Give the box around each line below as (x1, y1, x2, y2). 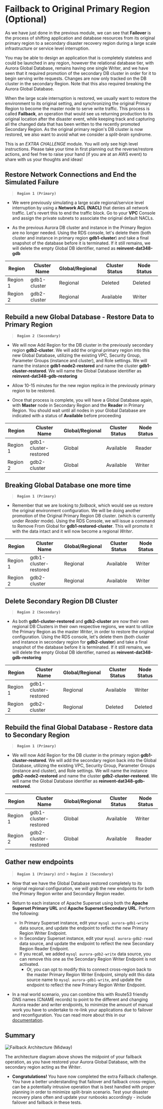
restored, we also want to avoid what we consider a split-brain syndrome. (5, 131, 152, 137)
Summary (5, 1031, 35, 1040)
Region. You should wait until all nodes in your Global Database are (12, 407, 146, 413)
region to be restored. (12, 388, 56, 393)
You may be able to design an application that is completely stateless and (5, 55, 152, 60)
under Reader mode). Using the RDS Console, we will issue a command (12, 518, 155, 524)
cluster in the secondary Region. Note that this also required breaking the (5, 80, 152, 86)
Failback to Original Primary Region (5, 3, 150, 15)
